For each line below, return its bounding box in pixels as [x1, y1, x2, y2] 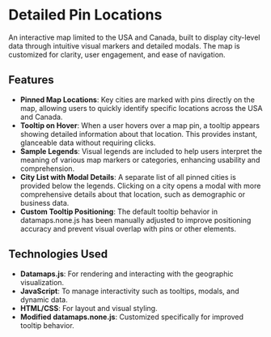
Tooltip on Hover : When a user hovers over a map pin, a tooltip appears [19, 120, 260, 130]
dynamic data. [19, 294, 69, 305]
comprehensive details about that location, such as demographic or [19, 189, 246, 199]
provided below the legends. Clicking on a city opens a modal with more [19, 181, 261, 190]
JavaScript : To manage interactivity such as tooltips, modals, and [19, 286, 239, 296]
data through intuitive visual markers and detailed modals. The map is [8, 41, 240, 50]
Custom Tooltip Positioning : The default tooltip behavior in [19, 207, 218, 216]
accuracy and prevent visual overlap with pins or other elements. [19, 224, 237, 233]
